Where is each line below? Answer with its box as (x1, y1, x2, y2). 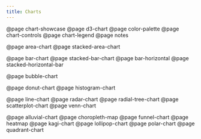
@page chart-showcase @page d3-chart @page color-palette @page (6, 25, 179, 32)
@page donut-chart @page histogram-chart (6, 84, 116, 91)
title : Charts (6, 8, 42, 15)
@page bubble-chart (6, 72, 58, 79)
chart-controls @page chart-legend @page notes (6, 31, 129, 39)
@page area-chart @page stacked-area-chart (6, 43, 121, 50)
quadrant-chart (6, 126, 44, 133)
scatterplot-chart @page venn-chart (6, 102, 97, 109)
